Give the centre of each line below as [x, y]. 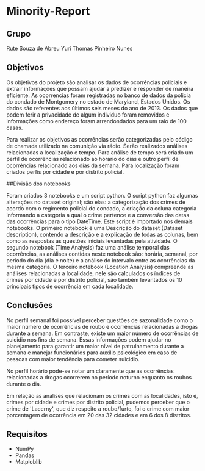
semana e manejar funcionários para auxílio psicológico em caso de [92, 353]
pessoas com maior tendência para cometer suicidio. [73, 359]
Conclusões [30, 305]
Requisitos [27, 434]
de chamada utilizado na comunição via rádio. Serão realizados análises [97, 146]
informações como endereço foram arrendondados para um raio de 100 [97, 121]
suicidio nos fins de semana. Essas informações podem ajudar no [89, 339]
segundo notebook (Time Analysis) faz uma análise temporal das [88, 247]
